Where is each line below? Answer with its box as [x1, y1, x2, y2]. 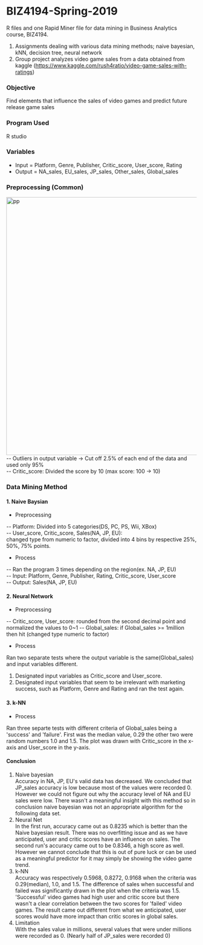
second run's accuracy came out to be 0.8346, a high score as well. [14, 841, 184, 849]
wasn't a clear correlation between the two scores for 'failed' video [14, 900, 182, 907]
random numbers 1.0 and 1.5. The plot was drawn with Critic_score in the [6, 737, 187, 744]
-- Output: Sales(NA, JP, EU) [6, 579, 77, 586]
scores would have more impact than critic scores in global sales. [14, 912, 178, 920]
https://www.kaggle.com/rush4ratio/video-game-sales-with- [35, 62, 187, 69]
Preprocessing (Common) [6, 183, 84, 192]
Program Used [6, 119, 50, 127]
